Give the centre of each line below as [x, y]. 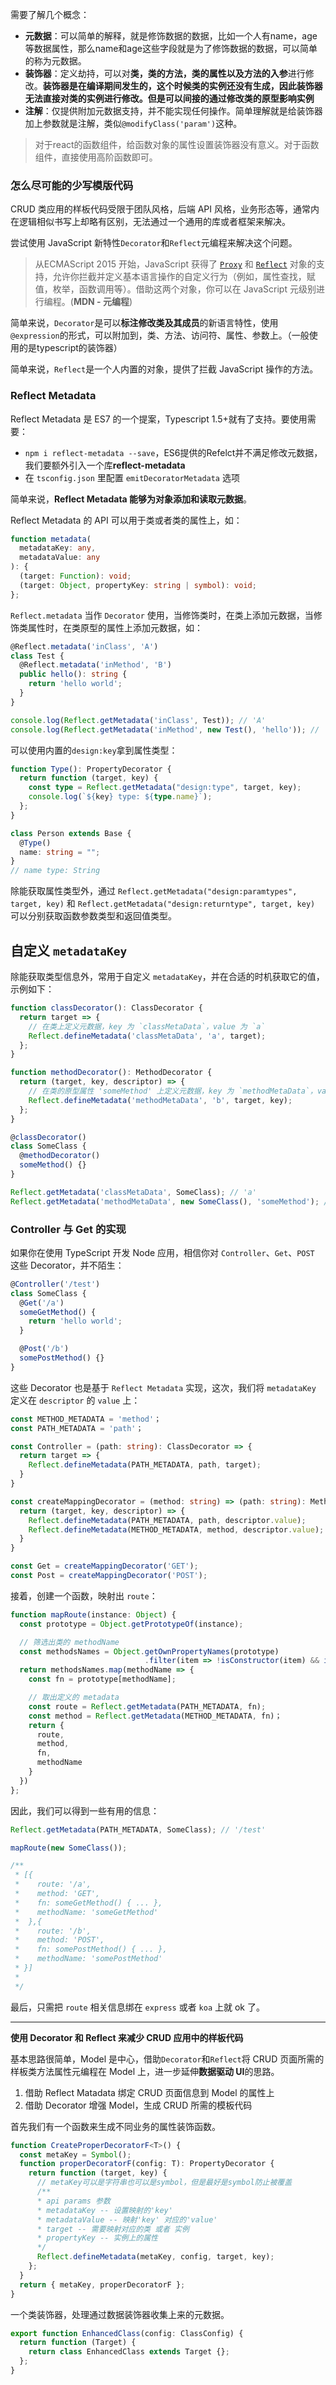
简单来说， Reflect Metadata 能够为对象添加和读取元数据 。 [131, 499]
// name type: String [55, 871]
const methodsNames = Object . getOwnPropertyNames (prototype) [149, 1651]
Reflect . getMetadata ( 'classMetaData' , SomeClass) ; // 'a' [133, 1192]
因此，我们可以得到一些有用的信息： [85, 1810]
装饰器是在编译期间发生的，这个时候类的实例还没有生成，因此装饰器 [182, 86]
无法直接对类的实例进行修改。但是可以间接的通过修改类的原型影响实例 [169, 98]
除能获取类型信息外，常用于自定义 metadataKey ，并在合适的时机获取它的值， [167, 977]
